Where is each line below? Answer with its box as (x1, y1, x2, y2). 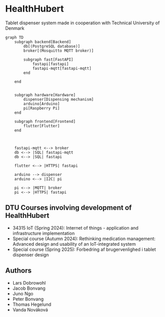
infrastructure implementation (12, 230, 75, 236)
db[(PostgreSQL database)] (23, 43, 80, 49)
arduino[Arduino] (23, 101, 60, 106)
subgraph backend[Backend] (14, 39, 71, 44)
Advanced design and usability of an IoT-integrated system (12, 241, 136, 247)
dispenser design (12, 251, 49, 258)
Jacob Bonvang (12, 285, 46, 291)
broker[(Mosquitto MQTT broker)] (23, 48, 94, 53)
